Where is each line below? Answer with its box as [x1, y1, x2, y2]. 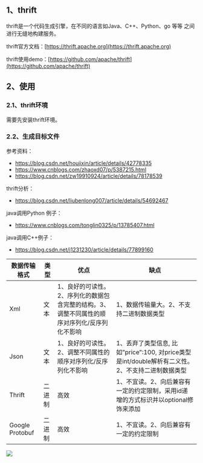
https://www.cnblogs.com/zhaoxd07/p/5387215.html [14, 166, 147, 173]
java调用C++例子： [6, 234, 54, 241]
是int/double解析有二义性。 [115, 357, 194, 365]
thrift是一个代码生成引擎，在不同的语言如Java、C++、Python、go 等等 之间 [6, 22, 195, 30]
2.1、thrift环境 [6, 101, 48, 109]
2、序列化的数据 [57, 291, 104, 300]
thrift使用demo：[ [6, 56, 50, 63]
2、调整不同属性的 [57, 348, 110, 356]
